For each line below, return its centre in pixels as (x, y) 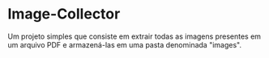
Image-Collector (64, 14)
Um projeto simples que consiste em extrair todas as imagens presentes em (134, 36)
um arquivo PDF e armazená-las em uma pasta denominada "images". (125, 44)
